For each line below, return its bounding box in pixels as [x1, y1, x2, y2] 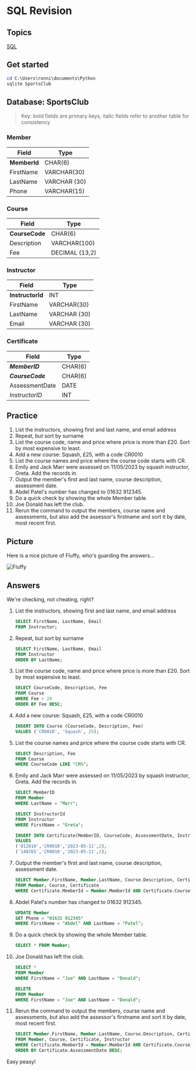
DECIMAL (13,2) [51, 248, 97, 256]
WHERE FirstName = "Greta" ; [15, 822, 83, 828]
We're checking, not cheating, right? [6, 596, 94, 603]
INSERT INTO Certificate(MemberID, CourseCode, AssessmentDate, [15, 833, 175, 839]
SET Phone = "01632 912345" [15, 915, 83, 921]
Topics [6, 28, 32, 37]
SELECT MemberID [15, 789, 55, 796]
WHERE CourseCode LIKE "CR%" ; [15, 761, 89, 768]
